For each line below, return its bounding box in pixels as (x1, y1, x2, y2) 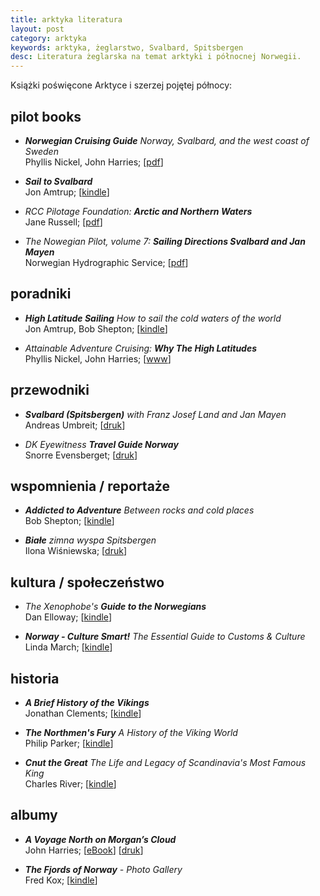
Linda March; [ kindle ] (24, 641, 113, 653)
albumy (10, 807, 58, 824)
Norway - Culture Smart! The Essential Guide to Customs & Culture (24, 631, 306, 643)
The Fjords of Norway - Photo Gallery (24, 863, 183, 875)
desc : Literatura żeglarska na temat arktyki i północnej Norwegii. (10, 52, 302, 62)
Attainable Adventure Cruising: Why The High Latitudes (24, 342, 258, 354)
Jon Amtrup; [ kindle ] (24, 186, 110, 198)
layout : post (10, 24, 65, 34)
